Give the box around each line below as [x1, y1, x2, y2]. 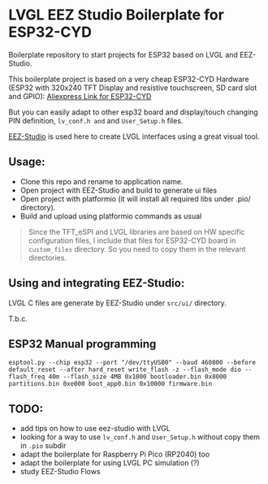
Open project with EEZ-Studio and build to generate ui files [19, 185, 218, 195]
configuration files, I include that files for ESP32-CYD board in [28, 236, 236, 245]
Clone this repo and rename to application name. [19, 176, 184, 186]
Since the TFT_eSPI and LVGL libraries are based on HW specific [28, 227, 245, 236]
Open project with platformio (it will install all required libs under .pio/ [19, 193, 252, 204]
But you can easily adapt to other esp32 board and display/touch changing [8, 107, 258, 117]
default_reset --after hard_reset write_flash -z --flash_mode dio [8, 365, 242, 374]
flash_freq [8, 373, 45, 381]
